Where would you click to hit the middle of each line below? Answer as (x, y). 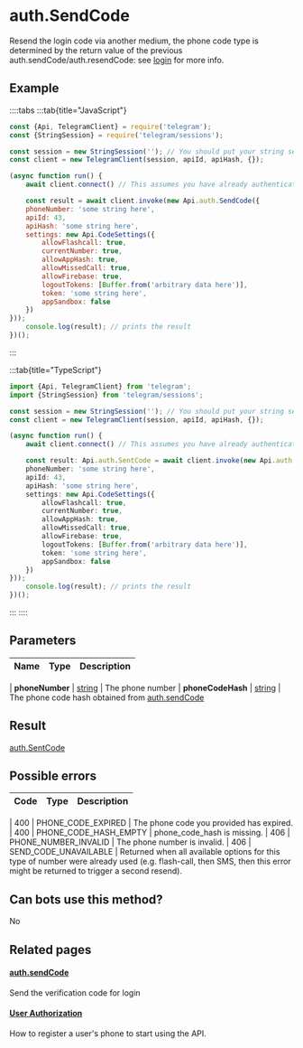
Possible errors (53, 777)
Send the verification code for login (75, 992)
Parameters (43, 641)
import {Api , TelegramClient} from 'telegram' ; (101, 386)
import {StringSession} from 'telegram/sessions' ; (106, 395)
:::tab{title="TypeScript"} (55, 370)
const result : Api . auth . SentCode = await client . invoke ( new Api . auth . (161, 461)
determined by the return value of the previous (96, 50)
